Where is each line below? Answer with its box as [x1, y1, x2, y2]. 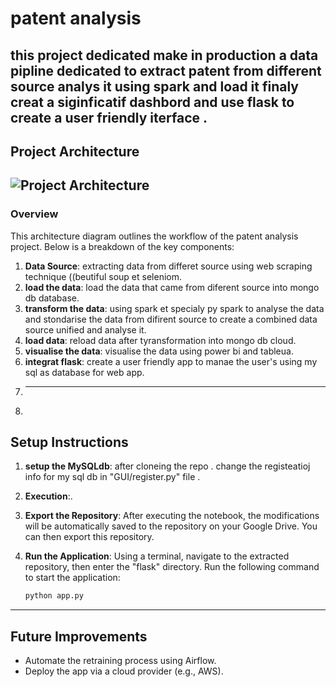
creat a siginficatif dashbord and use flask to [10, 93, 295, 111]
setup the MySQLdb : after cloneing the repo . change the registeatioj [24, 460, 311, 472]
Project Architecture [10, 143, 140, 160]
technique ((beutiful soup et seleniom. [24, 270, 182, 282]
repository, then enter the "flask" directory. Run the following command [24, 561, 320, 573]
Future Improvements [10, 628, 148, 645]
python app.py [24, 591, 84, 601]
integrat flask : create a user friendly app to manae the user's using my [24, 355, 318, 367]
